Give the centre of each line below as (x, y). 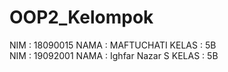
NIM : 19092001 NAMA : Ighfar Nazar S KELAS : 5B (114, 55)
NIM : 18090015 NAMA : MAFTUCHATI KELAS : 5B (113, 45)
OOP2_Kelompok (81, 17)
